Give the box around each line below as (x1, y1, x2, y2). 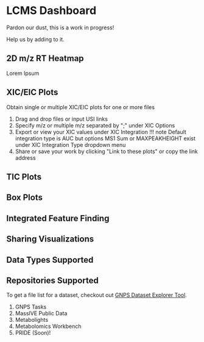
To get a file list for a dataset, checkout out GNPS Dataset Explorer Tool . (6, 291, 187, 299)
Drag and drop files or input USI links (15, 115, 108, 123)
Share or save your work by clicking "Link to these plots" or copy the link (15, 148, 198, 155)
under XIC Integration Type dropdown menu (15, 141, 126, 148)
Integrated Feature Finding (6, 213, 110, 223)
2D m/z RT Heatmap (6, 53, 84, 64)
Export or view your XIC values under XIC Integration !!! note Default (15, 128, 187, 135)
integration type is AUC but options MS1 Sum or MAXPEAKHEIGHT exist (15, 135, 196, 142)
